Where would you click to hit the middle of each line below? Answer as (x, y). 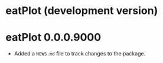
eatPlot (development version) (82, 11)
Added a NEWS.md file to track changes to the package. (80, 54)
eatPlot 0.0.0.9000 (53, 38)
